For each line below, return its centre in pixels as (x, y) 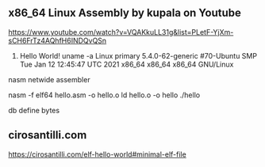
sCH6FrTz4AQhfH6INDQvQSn (58, 40)
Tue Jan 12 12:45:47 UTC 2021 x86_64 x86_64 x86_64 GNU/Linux (127, 64)
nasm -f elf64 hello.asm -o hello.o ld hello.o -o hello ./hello (104, 95)
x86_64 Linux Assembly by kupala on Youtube (125, 13)
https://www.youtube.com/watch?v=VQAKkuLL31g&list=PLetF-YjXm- (121, 32)
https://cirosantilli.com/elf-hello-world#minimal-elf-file (97, 154)
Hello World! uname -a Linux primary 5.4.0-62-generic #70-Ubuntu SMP (138, 55)
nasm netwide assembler (49, 79)
